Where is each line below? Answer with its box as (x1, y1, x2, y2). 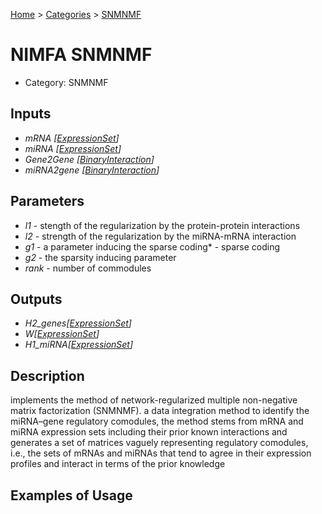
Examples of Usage (10, 487, 133, 504)
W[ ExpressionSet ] (24, 328, 100, 340)
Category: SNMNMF (24, 76, 109, 88)
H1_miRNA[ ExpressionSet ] (24, 339, 134, 351)
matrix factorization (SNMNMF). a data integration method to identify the (10, 405, 310, 417)
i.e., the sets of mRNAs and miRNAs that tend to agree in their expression (10, 447, 312, 459)
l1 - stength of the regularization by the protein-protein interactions (24, 219, 301, 231)
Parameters (10, 193, 85, 210)
